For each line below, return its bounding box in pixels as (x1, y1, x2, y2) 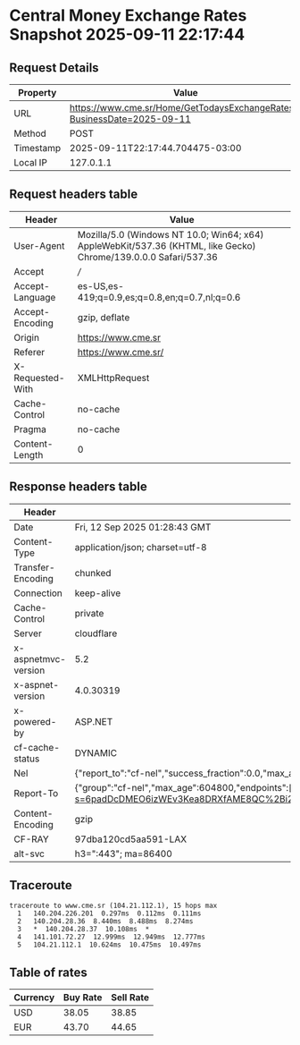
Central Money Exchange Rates (9, 5, 247, 26)
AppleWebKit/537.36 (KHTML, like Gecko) (77, 239, 256, 251)
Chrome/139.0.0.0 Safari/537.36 (77, 251, 219, 263)
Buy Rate (62, 991, 103, 1004)
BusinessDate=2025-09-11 (70, 113, 192, 125)
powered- (13, 715, 57, 727)
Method (13, 127, 46, 140)
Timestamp (13, 142, 62, 154)
